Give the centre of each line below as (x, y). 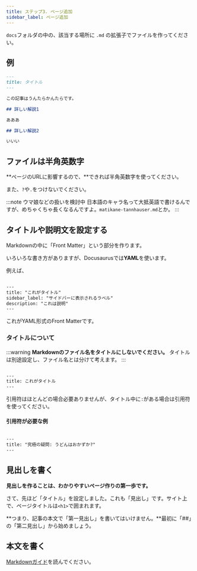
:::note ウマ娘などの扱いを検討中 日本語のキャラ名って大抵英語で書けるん (96, 202)
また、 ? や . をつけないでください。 (48, 189)
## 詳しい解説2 (23, 131)
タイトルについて (31, 338)
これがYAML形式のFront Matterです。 (52, 321)
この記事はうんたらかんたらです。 (41, 99)
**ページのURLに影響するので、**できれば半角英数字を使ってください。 (94, 177)
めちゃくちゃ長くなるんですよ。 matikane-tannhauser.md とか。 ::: (101, 210)
